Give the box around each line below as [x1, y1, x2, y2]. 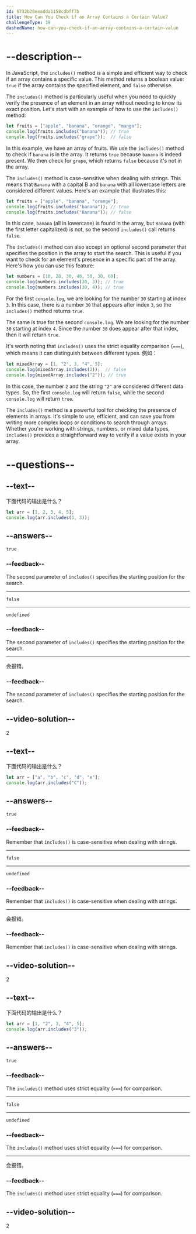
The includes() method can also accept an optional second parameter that [6, 243, 187, 250]
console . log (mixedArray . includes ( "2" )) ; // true [6, 372, 127, 378]
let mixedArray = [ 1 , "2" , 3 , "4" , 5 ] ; [6, 361, 103, 367]
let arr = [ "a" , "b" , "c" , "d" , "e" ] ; [6, 774, 100, 780]
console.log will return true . [6, 395, 74, 402]
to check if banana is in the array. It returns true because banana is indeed [6, 150, 182, 158]
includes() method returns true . [6, 308, 85, 315]
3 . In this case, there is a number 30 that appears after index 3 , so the [6, 301, 171, 308]
